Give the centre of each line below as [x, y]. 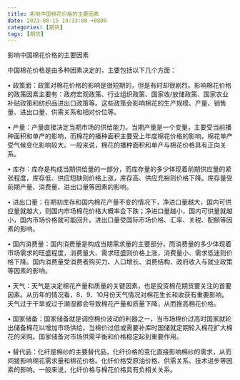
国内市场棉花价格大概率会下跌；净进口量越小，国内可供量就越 [142, 211]
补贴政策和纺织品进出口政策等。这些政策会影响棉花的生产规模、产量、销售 [117, 103]
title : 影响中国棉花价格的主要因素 [53, 14]
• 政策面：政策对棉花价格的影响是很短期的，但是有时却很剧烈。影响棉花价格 [120, 86]
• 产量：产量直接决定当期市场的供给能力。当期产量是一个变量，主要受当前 [116, 127]
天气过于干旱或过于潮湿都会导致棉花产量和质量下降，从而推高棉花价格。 [114, 304]
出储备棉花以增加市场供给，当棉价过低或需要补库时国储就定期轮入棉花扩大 [117, 328]
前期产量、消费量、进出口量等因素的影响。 [70, 187]
